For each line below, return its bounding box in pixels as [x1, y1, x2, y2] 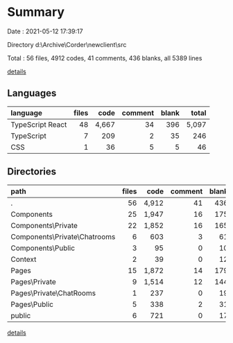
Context [10, 254, 37, 264]
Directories [7, 166, 57, 177]
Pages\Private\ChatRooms [10, 288, 96, 298]
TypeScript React [10, 119, 67, 129]
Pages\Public [10, 299, 54, 309]
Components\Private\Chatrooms [10, 231, 116, 241]
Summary [7, 4, 64, 20]
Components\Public [10, 243, 75, 253]
